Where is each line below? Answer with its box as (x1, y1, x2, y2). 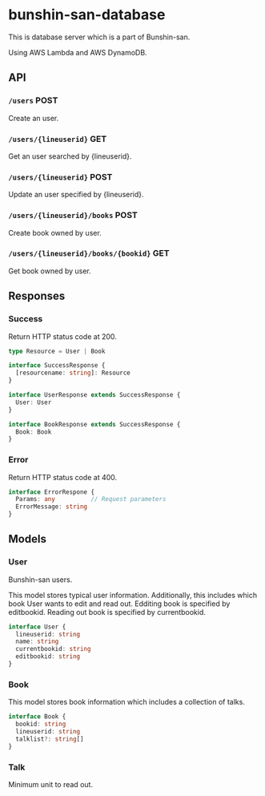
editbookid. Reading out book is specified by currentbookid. (8, 607, 207, 616)
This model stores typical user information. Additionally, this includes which (8, 590, 258, 600)
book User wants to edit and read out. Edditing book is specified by (8, 599, 231, 608)
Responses (8, 289, 66, 303)
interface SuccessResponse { (8, 362, 106, 370)
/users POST (8, 95, 58, 106)
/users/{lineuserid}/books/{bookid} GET (8, 248, 170, 259)
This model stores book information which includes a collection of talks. (8, 697, 246, 707)
